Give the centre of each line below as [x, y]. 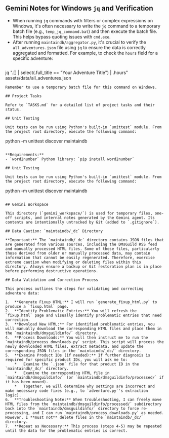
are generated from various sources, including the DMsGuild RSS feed [81, 244]
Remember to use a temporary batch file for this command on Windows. [81, 87]
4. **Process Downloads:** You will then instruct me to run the [77, 337]
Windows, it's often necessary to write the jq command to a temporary [86, 26]
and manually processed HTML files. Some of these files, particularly [82, 249]
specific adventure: [33, 58]
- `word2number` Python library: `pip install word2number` [70, 159]
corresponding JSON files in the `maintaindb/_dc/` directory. [73, 351]
